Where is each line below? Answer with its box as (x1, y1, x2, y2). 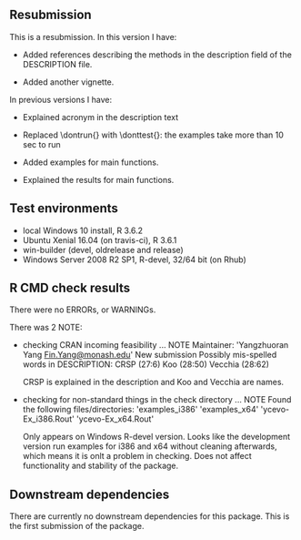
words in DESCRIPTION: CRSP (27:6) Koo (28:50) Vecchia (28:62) (22, 359, 270, 370)
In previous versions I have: (9, 94, 112, 105)
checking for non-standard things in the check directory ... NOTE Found (22, 394, 292, 405)
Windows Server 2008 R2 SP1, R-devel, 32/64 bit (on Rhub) (22, 254, 247, 265)
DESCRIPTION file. (22, 58, 93, 69)
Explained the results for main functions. (22, 174, 175, 185)
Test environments (9, 200, 118, 217)
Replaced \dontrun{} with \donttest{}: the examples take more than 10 (22, 129, 285, 140)
